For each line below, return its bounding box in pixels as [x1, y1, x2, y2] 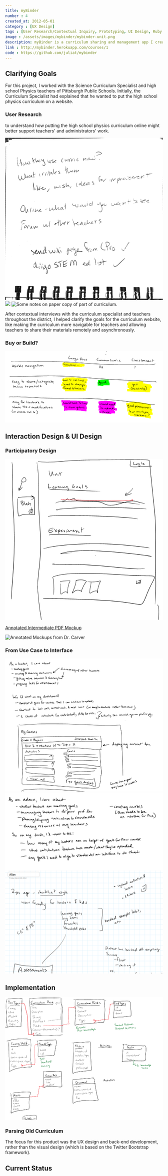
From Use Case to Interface [5, 646, 73, 653]
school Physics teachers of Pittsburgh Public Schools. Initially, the [5, 88, 141, 94]
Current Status [5, 1164, 52, 1172]
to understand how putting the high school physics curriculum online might [5, 122, 160, 128]
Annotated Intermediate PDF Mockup [5, 624, 81, 630]
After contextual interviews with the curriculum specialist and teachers [5, 311, 151, 317]
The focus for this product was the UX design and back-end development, [5, 1139, 158, 1145]
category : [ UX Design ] [5, 24, 55, 29]
